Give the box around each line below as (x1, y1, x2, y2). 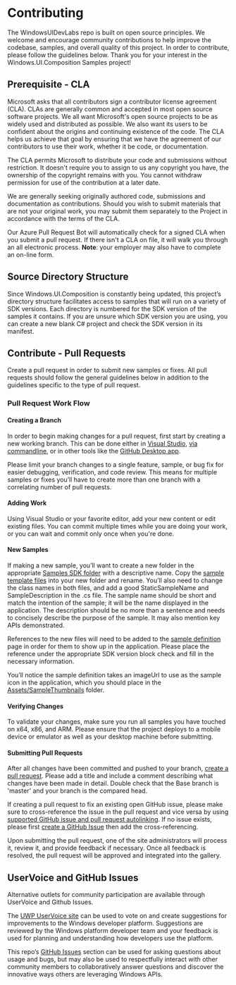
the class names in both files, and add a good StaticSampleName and (7, 583, 209, 592)
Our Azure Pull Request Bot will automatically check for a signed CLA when (7, 227, 225, 237)
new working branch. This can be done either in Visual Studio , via (7, 439, 198, 448)
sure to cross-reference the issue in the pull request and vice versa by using (7, 808, 229, 816)
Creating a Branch (7, 415, 62, 424)
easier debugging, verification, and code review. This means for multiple (7, 468, 217, 476)
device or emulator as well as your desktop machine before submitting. (7, 732, 213, 741)
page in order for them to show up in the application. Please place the (7, 642, 210, 651)
